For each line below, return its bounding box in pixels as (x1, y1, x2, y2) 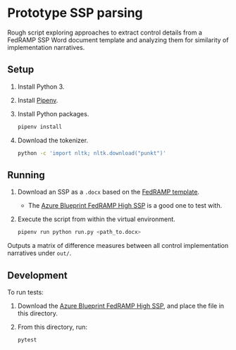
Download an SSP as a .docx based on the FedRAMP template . (17, 188, 199, 196)
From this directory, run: (17, 323, 88, 331)
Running (7, 169, 46, 181)
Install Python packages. (17, 109, 89, 118)
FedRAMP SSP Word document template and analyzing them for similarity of (7, 35, 229, 44)
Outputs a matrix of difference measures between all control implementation (7, 242, 229, 250)
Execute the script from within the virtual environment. (17, 215, 176, 223)
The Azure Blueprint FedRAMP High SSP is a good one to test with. (27, 201, 223, 210)
